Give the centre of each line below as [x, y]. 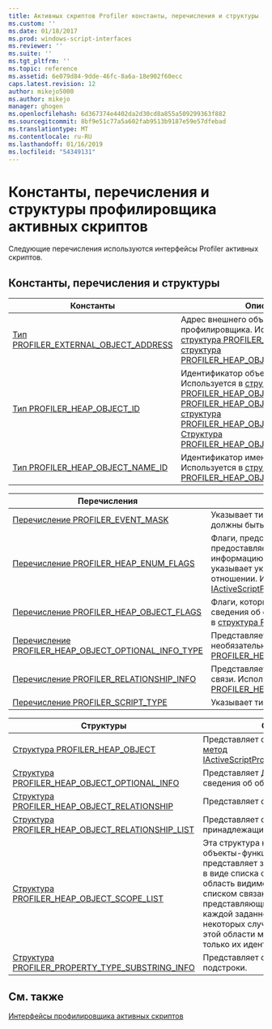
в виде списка [231, 873]
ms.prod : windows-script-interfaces [70, 39]
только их [222, 945]
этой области [229, 934]
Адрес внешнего [214, 320]
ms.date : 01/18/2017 [43, 31]
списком [220, 893]
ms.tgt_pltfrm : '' [39, 62]
